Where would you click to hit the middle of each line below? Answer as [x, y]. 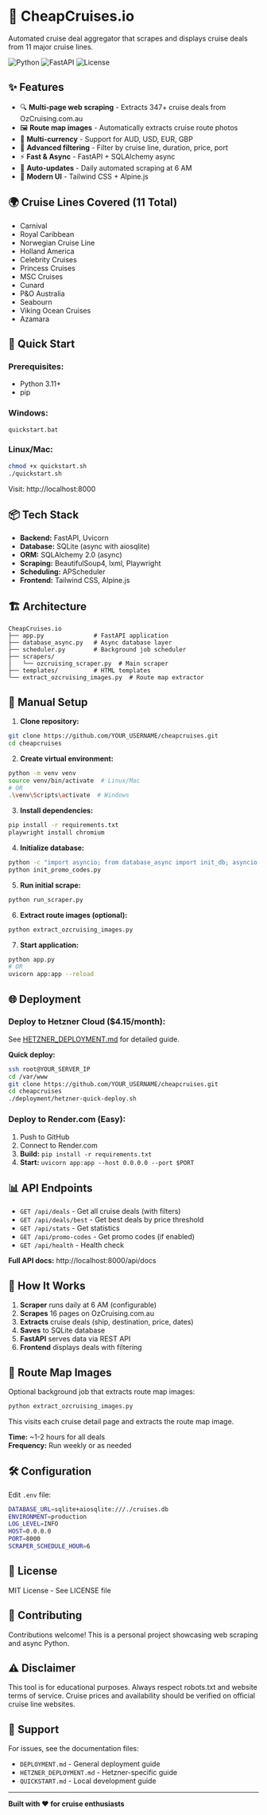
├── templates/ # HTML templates [79, 671]
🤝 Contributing [45, 1615]
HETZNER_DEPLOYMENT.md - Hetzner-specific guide [98, 1773]
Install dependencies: [56, 811]
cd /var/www [28, 1077]
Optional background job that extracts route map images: [102, 1392]
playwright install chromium [56, 833]
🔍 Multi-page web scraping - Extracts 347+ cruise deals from [123, 107]
